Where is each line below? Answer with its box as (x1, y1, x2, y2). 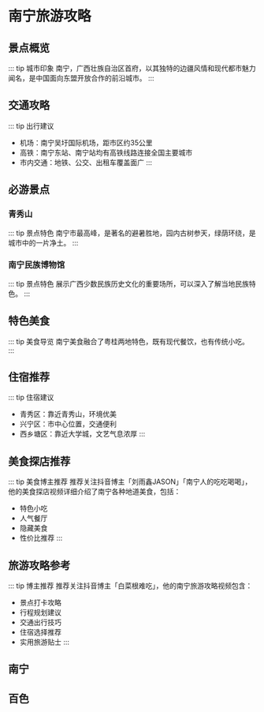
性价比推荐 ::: (19, 534, 63, 543)
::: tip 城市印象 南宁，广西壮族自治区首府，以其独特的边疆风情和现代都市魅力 (8, 64, 256, 73)
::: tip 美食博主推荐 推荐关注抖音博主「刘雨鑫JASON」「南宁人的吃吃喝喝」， (8, 477, 252, 486)
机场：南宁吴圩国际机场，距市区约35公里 (19, 137, 153, 147)
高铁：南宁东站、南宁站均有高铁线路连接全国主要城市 (19, 148, 193, 157)
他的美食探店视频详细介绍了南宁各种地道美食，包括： (8, 487, 181, 497)
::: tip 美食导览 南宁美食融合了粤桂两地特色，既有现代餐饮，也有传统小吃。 (8, 336, 250, 346)
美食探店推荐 (8, 455, 71, 468)
